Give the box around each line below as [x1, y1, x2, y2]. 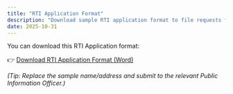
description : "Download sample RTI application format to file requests [7, 17, 222, 23]
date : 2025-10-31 [7, 23, 58, 30]
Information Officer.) [7, 79, 66, 87]
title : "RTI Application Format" [7, 10, 104, 17]
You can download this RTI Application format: [7, 42, 140, 50]
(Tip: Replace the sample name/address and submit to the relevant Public [7, 72, 218, 80]
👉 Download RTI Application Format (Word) [7, 56, 134, 64]
